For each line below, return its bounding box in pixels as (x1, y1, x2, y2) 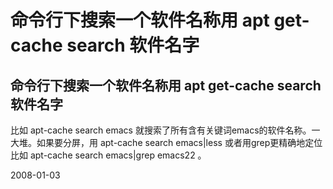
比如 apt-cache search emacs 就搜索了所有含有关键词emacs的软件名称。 (10, 124, 312, 136)
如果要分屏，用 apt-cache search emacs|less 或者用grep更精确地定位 (36, 137, 323, 148)
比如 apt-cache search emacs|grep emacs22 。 (10, 149, 207, 161)
